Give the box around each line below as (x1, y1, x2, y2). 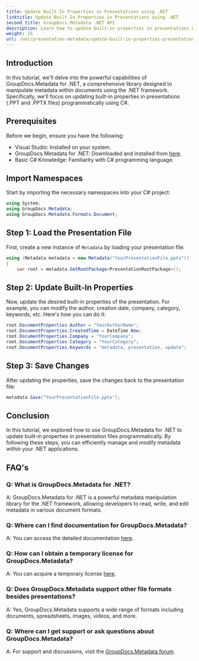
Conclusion (6, 410, 50, 421)
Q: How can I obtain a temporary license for (6, 550, 133, 558)
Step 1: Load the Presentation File (6, 228, 132, 238)
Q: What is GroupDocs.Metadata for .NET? (6, 480, 131, 488)
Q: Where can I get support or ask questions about (6, 627, 155, 635)
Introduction (6, 58, 53, 68)
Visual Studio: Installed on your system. (14, 143, 111, 151)
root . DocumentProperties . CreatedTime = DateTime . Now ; (6, 328, 142, 334)
